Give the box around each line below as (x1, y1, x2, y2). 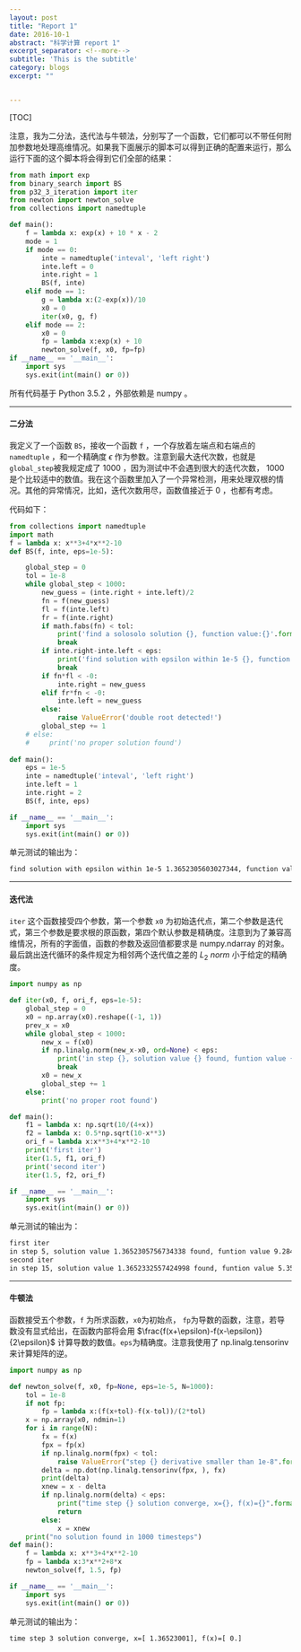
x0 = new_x (41, 1071, 82, 1080)
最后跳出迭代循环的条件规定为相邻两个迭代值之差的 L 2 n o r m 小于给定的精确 (9, 948, 288, 962)
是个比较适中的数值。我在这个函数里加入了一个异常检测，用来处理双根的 (9, 473, 276, 485)
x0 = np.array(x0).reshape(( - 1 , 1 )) (25, 1012, 163, 1021)
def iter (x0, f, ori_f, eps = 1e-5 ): (9, 996, 142, 1005)
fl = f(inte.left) (41, 605, 110, 614)
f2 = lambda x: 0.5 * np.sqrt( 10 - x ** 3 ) (25, 1129, 167, 1138)
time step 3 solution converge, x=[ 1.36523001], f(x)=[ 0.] (9, 1634, 243, 1643)
